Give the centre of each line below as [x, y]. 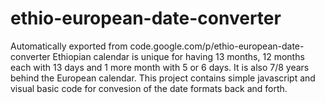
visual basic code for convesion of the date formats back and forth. [149, 88]
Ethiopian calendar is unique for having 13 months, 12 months [178, 56]
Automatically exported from [69, 46]
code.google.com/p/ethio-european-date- [217, 46]
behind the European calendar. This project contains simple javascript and [163, 78]
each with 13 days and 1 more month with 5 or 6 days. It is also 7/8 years [160, 67]
